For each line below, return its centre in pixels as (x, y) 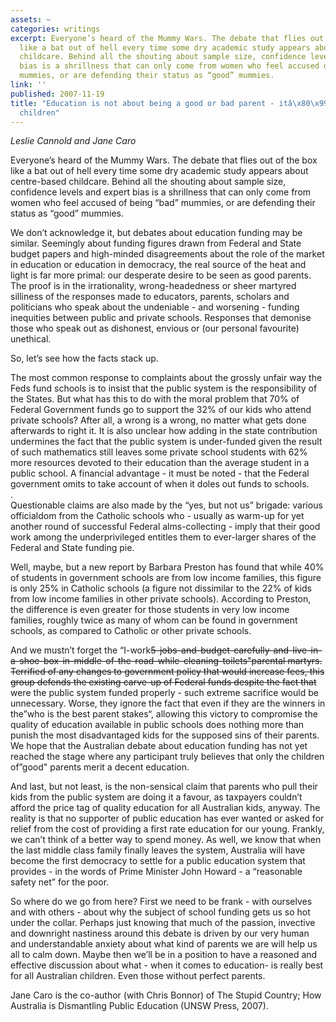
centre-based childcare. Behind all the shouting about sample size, (148, 182)
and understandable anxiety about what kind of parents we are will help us (164, 944)
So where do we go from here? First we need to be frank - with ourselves (161, 902)
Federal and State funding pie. (72, 548)
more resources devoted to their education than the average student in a (160, 463)
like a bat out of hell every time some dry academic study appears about (159, 171)
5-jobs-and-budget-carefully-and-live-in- (236, 650)
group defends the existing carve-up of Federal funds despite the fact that (163, 682)
